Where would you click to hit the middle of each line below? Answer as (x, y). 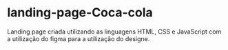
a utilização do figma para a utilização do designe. (79, 38)
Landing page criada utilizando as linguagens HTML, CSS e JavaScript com (114, 32)
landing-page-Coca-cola (80, 13)
